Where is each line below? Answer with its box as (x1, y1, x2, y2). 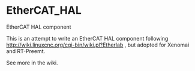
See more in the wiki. (6, 59, 58, 66)
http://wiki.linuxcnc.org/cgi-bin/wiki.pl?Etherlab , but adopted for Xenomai (6, 41, 190, 48)
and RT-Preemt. (6, 47, 46, 54)
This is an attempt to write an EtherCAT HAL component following (6, 35, 169, 42)
